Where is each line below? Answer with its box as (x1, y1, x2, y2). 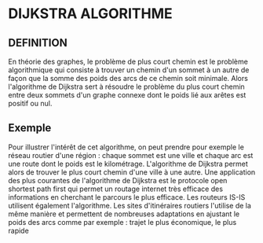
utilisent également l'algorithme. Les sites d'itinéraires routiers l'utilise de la (8, 201, 251, 210)
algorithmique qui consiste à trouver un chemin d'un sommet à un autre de (8, 65, 250, 75)
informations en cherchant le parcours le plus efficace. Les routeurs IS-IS (8, 192, 246, 201)
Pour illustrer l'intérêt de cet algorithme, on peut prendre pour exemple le (8, 142, 245, 152)
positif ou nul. (8, 99, 53, 108)
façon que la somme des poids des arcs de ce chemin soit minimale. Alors (8, 74, 249, 83)
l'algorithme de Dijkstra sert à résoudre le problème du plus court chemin (8, 82, 245, 91)
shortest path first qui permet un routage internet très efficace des (8, 184, 224, 193)
